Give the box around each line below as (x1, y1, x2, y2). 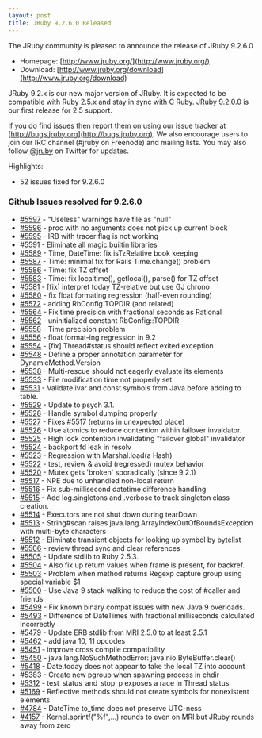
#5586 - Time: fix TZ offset (19, 265, 108, 275)
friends (19, 594, 44, 603)
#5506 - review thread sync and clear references (19, 543, 180, 552)
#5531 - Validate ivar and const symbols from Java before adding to (19, 382, 241, 393)
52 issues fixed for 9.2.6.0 (19, 176, 105, 186)
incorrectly (19, 619, 55, 628)
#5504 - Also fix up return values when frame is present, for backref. (19, 560, 245, 570)
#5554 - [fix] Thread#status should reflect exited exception (19, 340, 214, 350)
